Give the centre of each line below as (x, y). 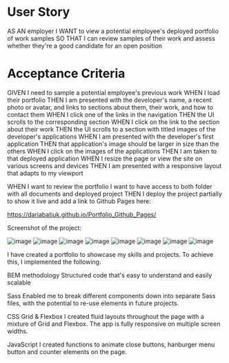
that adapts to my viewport (46, 173)
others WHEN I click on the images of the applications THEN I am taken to (112, 151)
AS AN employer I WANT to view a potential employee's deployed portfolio (113, 31)
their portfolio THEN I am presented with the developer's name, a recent (110, 100)
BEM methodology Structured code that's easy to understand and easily (110, 275)
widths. (18, 331)
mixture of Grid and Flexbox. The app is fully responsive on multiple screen (114, 324)
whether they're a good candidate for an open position (85, 45)
